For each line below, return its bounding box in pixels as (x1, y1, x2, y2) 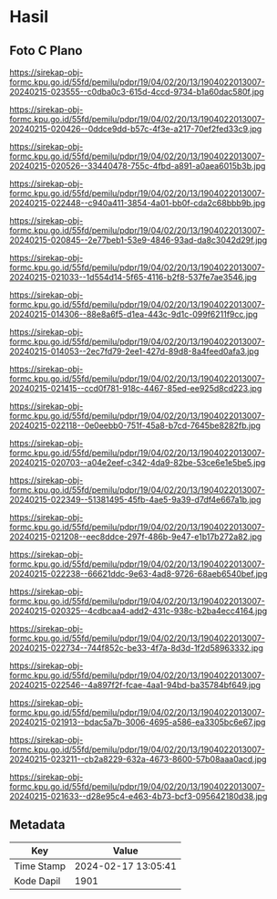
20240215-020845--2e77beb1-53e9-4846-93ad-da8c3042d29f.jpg (9, 235, 268, 246)
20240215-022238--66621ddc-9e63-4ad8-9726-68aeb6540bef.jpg (9, 569, 268, 579)
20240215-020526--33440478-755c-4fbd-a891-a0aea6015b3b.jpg (9, 161, 266, 171)
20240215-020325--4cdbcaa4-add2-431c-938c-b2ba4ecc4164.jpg (9, 605, 268, 616)
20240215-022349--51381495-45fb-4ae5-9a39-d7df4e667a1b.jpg (9, 495, 262, 505)
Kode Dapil (14, 874, 61, 887)
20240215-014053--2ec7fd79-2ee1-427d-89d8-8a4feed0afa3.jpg (9, 346, 260, 357)
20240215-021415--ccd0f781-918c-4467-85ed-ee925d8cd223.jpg (9, 383, 262, 393)
